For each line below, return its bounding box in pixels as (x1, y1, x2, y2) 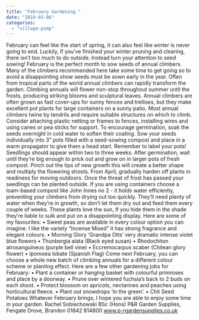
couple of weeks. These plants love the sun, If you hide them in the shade (6, 206, 187, 213)
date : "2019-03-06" (6, 14, 55, 20)
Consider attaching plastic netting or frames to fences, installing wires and (6, 117, 188, 125)
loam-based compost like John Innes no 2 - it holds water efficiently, (6, 187, 175, 194)
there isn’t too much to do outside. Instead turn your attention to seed (6, 54, 176, 61)
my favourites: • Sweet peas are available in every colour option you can (6, 218, 184, 226)
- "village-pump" (11, 25, 55, 32)
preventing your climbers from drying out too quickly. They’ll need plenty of (6, 193, 191, 200)
